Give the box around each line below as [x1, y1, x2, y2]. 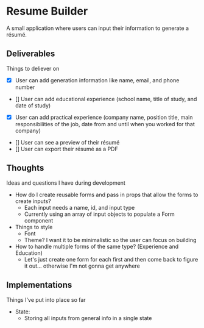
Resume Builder [6, 4, 88, 18]
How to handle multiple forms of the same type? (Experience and [15, 243, 178, 250]
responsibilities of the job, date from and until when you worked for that [15, 120, 195, 127]
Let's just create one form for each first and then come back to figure [24, 255, 199, 263]
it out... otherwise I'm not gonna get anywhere [24, 262, 140, 269]
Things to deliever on [6, 65, 60, 72]
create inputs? [15, 197, 52, 205]
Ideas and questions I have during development [6, 179, 126, 187]
